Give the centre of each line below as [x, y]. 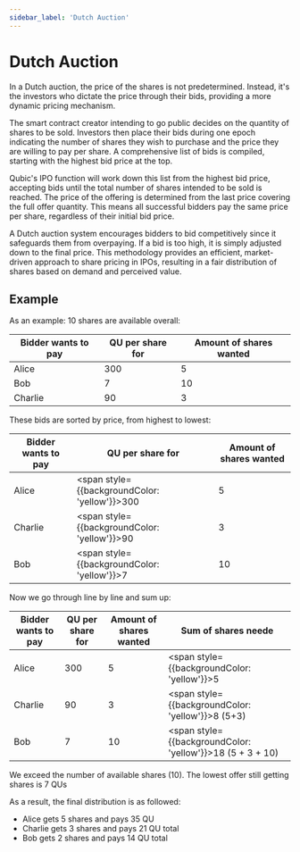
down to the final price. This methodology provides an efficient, [126, 252]
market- [259, 252]
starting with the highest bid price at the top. [91, 161]
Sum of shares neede [227, 631]
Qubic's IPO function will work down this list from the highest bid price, [140, 178]
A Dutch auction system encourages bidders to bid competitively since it [143, 233]
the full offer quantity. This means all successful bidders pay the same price [149, 206]
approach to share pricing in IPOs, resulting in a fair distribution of [156, 262]
